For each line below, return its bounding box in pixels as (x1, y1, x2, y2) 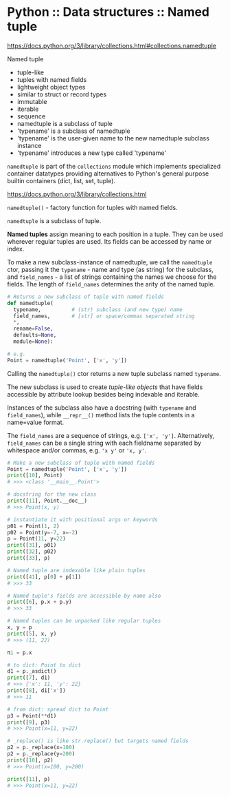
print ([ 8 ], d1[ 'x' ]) (7, 687, 67, 694)
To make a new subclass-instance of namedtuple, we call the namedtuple (7, 258, 213, 266)
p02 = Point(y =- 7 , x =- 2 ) (7, 529, 78, 536)
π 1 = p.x (7, 649, 32, 656)
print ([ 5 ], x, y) (7, 630, 57, 637)
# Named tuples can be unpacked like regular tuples (7, 618, 161, 625)
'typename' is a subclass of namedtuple (16, 127, 130, 135)
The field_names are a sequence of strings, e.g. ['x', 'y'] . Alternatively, (7, 431, 215, 439)
